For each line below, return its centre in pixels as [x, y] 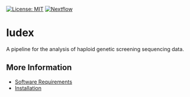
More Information [39, 68]
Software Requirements [44, 82]
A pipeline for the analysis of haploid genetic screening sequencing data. [95, 49]
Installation [28, 88]
